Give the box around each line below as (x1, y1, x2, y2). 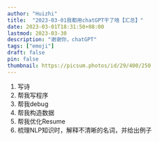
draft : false (7, 50, 45, 57)
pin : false (7, 56, 39, 63)
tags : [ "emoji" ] (7, 43, 54, 50)
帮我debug (17, 99, 49, 108)
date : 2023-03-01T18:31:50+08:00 (7, 23, 105, 30)
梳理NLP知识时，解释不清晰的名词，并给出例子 (17, 126, 152, 134)
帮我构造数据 (17, 108, 54, 117)
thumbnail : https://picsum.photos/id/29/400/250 (7, 62, 151, 69)
